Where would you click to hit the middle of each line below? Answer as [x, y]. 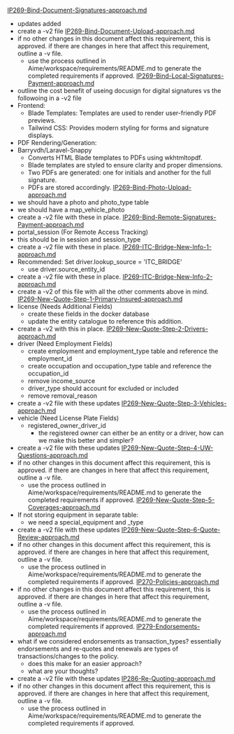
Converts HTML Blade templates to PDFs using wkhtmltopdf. [115, 158]
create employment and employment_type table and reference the [123, 351]
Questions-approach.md [53, 455]
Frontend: [31, 105]
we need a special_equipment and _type [86, 522]
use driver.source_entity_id [66, 269]
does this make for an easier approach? [85, 664]
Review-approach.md [49, 537]
